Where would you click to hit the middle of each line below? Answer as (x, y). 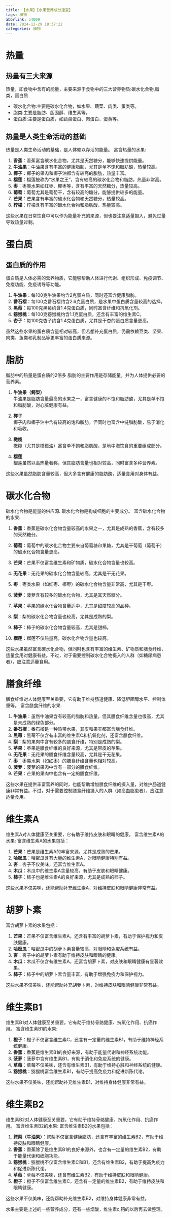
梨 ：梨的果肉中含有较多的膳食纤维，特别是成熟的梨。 (69, 741)
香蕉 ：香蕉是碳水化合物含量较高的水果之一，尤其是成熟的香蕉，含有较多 (89, 528)
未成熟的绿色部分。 (38, 723)
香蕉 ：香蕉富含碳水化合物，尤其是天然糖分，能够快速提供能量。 (80, 160)
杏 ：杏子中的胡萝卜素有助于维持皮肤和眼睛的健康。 (66, 955)
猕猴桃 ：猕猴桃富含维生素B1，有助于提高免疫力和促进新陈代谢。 (80, 1071)
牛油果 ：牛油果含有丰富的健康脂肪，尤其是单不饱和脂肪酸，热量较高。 (87, 167)
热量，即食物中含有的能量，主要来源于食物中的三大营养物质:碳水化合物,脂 (83, 89)
